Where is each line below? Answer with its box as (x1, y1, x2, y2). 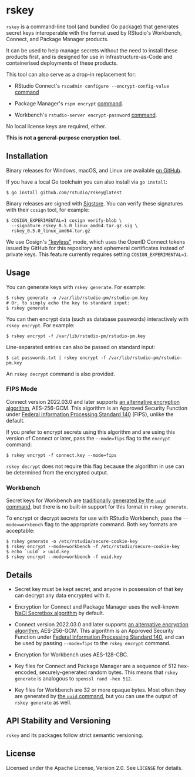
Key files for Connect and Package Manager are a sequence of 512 (14, 662, 177, 669)
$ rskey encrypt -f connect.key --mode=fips (6, 452, 117, 458)
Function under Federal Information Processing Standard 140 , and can (14, 633, 185, 640)
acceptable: (6, 527, 35, 534)
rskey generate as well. (14, 699, 72, 706)
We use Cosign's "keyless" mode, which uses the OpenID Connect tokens (6, 238, 186, 245)
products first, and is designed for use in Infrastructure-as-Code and (6, 53, 173, 60)
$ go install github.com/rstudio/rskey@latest (6, 190, 122, 195)
